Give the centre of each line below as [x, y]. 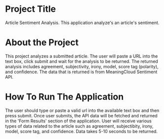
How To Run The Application [65, 97]
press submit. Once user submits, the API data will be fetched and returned [81, 115]
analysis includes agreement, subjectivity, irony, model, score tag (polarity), [82, 66]
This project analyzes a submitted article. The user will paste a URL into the [82, 56]
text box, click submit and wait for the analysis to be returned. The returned [82, 61]
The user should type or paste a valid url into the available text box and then [82, 110]
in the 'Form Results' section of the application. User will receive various [78, 121]
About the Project [42, 42]
